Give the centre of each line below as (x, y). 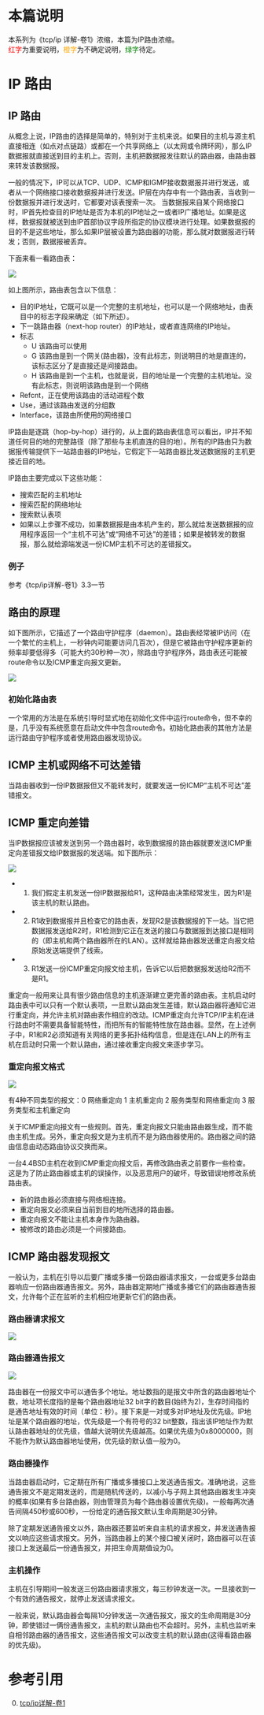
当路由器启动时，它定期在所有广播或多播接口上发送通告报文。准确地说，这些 (132, 1482)
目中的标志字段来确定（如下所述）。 (76, 316)
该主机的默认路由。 (62, 902)
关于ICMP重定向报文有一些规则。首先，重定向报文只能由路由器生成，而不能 (130, 1127)
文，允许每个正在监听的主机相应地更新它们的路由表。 (94, 1296)
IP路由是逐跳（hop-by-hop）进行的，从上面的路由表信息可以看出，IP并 (123, 431)
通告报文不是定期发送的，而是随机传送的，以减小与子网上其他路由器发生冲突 (132, 1491)
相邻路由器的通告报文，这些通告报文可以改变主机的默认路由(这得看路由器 (133, 1635)
